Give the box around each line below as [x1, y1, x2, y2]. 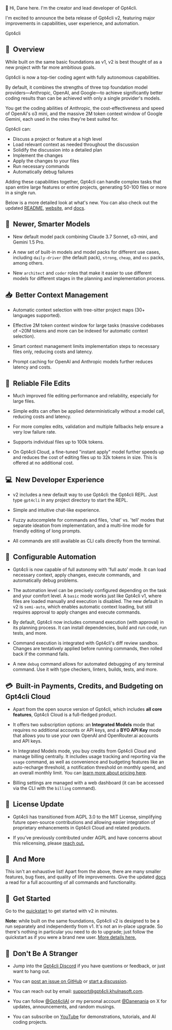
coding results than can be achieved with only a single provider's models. [5, 95, 161, 101]
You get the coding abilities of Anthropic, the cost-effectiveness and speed [5, 105, 164, 111]
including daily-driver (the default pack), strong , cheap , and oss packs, [12, 254, 165, 261]
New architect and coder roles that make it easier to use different [12, 270, 152, 276]
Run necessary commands [12, 163, 69, 169]
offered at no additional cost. [12, 460, 74, 466]
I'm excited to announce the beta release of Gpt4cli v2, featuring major [5, 15, 156, 21]
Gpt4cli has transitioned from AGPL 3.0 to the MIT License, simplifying [12, 814, 162, 820]
